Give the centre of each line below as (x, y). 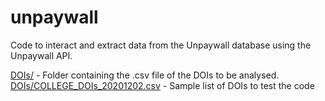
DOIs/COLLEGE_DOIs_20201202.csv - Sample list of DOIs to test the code (162, 85)
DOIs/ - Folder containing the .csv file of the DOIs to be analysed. (145, 75)
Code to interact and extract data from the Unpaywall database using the (161, 45)
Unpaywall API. (41, 55)
